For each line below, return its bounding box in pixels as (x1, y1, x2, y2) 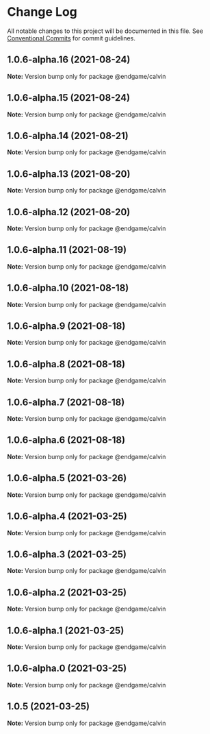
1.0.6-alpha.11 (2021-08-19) (7, 244, 127, 256)
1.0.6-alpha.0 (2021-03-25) (7, 663, 127, 674)
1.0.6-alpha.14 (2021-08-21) (7, 130, 129, 141)
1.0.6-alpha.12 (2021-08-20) (7, 206, 131, 218)
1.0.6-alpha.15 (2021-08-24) (7, 92, 131, 103)
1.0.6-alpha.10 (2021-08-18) (7, 282, 129, 294)
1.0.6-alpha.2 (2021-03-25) (7, 587, 127, 598)
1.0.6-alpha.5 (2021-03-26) (7, 472, 127, 484)
